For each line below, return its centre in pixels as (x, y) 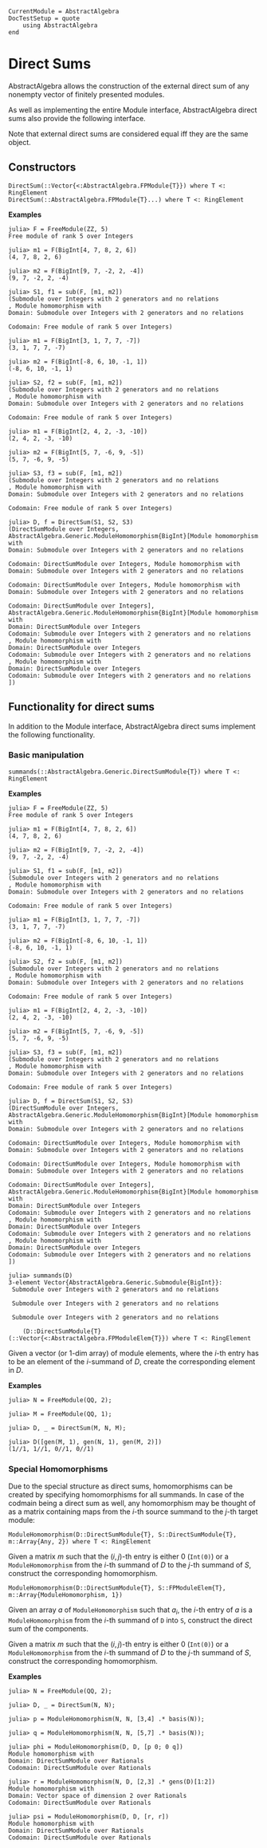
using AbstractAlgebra (60, 26)
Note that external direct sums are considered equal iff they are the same (128, 134)
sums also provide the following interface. (77, 118)
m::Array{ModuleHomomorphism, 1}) (66, 1595)
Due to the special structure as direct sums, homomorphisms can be (121, 1486)
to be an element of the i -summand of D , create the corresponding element (132, 1361)
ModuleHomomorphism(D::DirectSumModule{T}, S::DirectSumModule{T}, (123, 1535)
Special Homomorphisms (58, 1469)
